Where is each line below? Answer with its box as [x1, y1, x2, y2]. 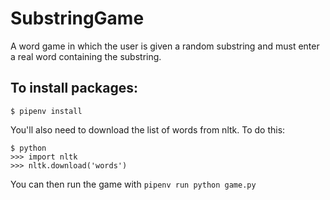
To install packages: [10, 80, 139, 97]
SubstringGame [10, 7, 145, 30]
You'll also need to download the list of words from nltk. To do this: [10, 123, 286, 136]
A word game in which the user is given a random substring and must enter [10, 40, 320, 52]
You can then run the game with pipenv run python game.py [10, 178, 257, 190]
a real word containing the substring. [10, 50, 162, 62]
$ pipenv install [10, 106, 83, 116]
